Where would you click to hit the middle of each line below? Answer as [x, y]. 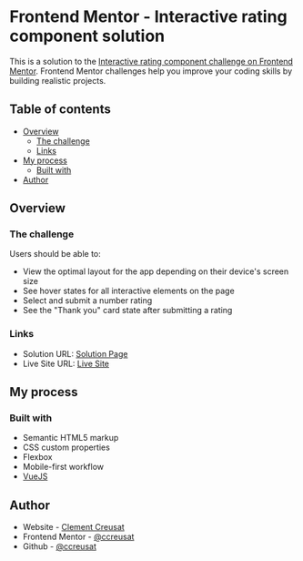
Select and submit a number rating [87, 301]
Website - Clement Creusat [73, 527]
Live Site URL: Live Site [66, 363]
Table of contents [60, 110]
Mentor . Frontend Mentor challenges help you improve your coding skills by [151, 71]
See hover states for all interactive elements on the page [128, 291]
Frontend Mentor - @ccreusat [78, 537]
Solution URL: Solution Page [75, 353]
